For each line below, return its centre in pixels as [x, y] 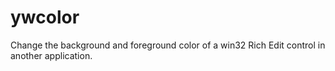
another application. [51, 55]
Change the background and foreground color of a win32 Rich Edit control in [168, 45]
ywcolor [45, 17]
